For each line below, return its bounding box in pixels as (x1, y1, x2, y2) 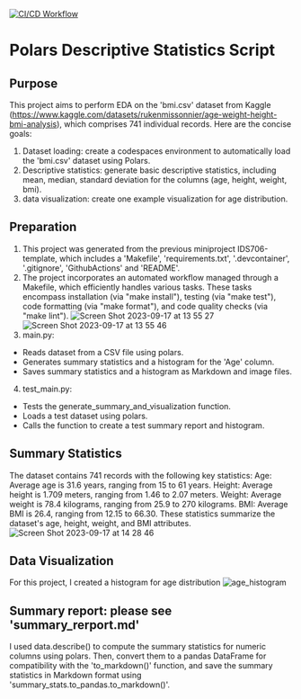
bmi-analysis (9, 119, 58, 130)
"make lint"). (22, 310, 69, 321)
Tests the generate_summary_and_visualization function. (22, 400, 232, 411)
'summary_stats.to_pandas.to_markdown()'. (9, 679, 171, 690)
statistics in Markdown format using (9, 670, 142, 681)
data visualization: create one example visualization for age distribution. (22, 193, 288, 204)
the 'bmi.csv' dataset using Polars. (22, 156, 151, 166)
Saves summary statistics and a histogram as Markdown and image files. (22, 365, 293, 377)
